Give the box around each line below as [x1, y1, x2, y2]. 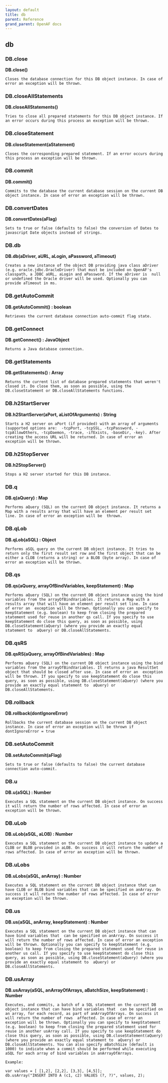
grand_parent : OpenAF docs [5, 21, 62, 27]
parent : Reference [5, 17, 44, 22]
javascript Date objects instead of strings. [5, 230, 102, 235]
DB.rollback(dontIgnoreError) [5, 710, 68, 717]
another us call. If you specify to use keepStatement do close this [5, 951, 154, 956]
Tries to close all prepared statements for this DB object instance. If [5, 114, 163, 119]
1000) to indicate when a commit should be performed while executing [5, 1047, 156, 1052]
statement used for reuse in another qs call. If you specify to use [5, 614, 154, 620]
